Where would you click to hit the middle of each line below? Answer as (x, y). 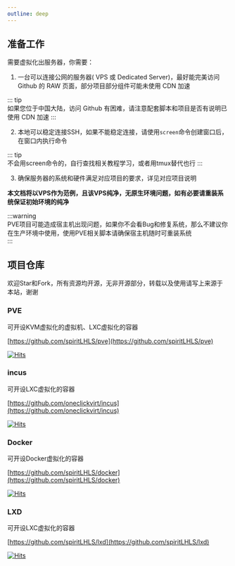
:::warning (22, 216)
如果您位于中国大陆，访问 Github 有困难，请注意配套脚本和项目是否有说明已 (117, 108)
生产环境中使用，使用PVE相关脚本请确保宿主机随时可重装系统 (102, 233)
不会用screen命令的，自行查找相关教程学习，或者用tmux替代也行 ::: (105, 163)
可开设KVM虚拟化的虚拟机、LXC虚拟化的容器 (73, 327)
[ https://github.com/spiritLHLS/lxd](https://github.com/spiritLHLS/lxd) (108, 542)
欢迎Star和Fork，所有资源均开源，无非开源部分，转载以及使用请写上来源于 (115, 283)
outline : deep (28, 14)
